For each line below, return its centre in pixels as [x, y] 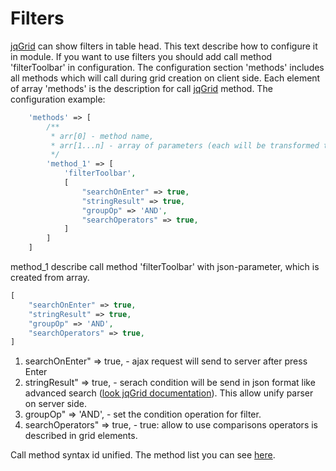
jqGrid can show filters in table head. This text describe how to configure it [164, 46]
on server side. [55, 404]
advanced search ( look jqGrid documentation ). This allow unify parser [169, 393]
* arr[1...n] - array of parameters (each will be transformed [185, 145]
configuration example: [58, 99]
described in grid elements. [81, 436]
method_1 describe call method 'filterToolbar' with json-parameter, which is [165, 267]
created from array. [50, 278]
